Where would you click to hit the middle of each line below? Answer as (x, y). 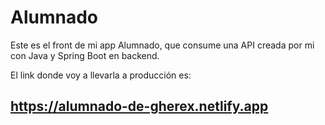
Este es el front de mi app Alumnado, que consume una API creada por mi (162, 45)
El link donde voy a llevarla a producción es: (101, 75)
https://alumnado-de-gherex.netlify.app (139, 106)
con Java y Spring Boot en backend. (85, 55)
